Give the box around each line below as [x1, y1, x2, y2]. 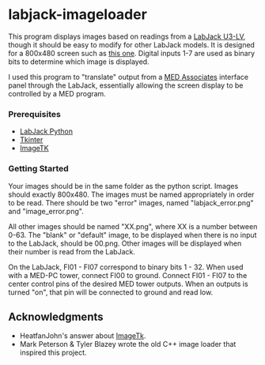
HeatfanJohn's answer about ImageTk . [19, 331, 146, 341]
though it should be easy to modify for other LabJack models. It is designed [8, 40, 256, 49]
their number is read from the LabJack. [8, 246, 136, 256]
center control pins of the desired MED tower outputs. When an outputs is [8, 279, 248, 288]
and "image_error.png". [8, 206, 85, 216]
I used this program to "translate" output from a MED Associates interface [8, 72, 249, 81]
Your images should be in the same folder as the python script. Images [8, 181, 239, 190]
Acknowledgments [8, 310, 104, 323]
